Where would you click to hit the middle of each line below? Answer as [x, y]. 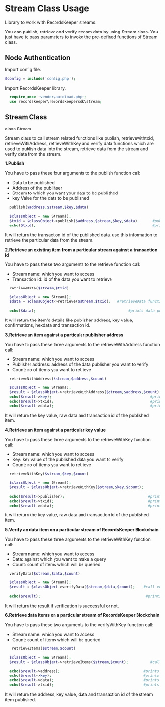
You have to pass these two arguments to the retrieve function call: [73, 264]
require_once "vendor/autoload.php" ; [48, 97]
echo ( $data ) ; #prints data [82, 311]
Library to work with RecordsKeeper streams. [51, 22]
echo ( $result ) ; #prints [85, 596]
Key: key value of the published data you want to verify [68, 460]
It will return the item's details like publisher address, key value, [69, 320]
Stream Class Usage [47, 9]
